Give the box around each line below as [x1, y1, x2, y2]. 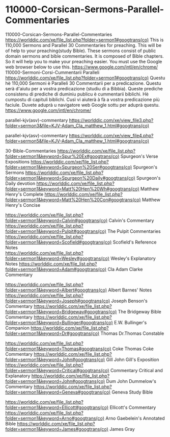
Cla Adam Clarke [107, 266, 143, 272]
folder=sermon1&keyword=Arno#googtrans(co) [5, 415, 105, 421]
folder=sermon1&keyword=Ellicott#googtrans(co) [5, 404, 109, 410]
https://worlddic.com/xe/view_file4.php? [69, 132, 154, 138]
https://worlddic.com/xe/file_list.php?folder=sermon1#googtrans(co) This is [5, 37, 164, 43]
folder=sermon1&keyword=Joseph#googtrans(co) [5, 298, 110, 304]
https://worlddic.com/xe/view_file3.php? [69, 117, 154, 123]
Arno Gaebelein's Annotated [105, 415, 165, 421]
